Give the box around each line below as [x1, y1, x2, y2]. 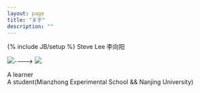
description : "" [7, 23, 54, 30]
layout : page [7, 10, 45, 17]
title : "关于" [7, 17, 46, 23]
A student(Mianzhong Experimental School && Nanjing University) [7, 78, 194, 86]
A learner [7, 70, 34, 79]
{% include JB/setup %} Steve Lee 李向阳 [7, 43, 125, 51]
